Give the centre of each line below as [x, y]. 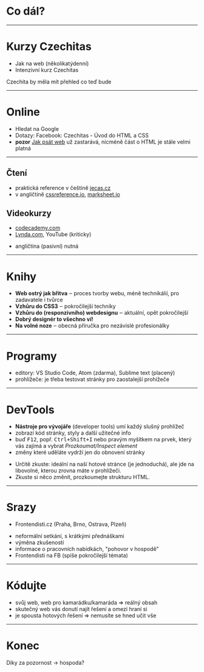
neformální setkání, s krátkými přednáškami [70, 536]
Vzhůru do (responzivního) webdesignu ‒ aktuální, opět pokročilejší [101, 313]
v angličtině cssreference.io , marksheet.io [67, 194]
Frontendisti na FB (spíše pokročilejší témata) [72, 556]
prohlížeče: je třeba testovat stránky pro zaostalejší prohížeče [92, 379]
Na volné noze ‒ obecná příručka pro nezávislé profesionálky [92, 326]
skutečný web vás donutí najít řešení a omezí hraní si [81, 609]
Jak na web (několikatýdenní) [52, 63]
